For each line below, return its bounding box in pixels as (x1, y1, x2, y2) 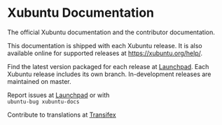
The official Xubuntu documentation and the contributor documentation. (7, 28, 216, 36)
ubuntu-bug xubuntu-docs (7, 98, 80, 105)
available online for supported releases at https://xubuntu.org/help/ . (7, 49, 203, 57)
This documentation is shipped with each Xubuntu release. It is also (7, 41, 202, 50)
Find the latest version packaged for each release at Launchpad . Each (7, 62, 209, 71)
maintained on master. (7, 77, 71, 85)
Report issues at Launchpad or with (7, 91, 110, 99)
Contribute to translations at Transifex (7, 110, 117, 119)
